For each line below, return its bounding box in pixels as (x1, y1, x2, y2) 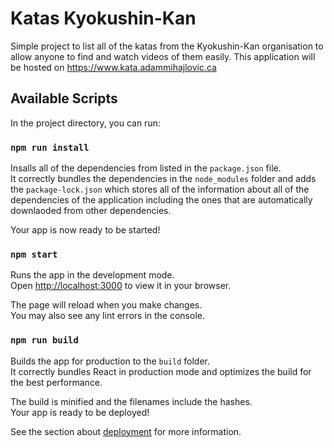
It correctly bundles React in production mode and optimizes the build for (10, 365, 312, 377)
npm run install (10, 142, 90, 153)
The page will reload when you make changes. (10, 299, 203, 311)
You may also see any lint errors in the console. (10, 310, 205, 322)
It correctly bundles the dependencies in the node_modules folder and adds (10, 173, 317, 185)
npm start (10, 248, 58, 260)
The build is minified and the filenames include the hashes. (10, 395, 253, 407)
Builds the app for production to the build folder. (10, 355, 211, 367)
